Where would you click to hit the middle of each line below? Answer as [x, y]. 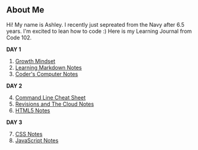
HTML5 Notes [32, 110]
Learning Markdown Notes [48, 67]
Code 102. [19, 37]
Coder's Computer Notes [46, 74]
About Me [25, 10]
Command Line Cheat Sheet [50, 97]
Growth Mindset [35, 61]
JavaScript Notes [37, 140]
